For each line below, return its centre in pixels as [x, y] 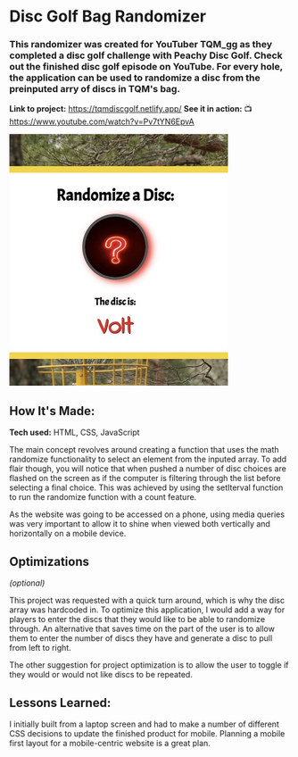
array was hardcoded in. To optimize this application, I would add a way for [147, 610]
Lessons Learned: [60, 703]
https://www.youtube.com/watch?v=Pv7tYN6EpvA [102, 121]
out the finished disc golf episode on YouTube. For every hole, [146, 67]
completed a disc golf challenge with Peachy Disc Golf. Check [146, 55]
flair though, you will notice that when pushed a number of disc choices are [148, 469]
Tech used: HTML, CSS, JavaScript [74, 433]
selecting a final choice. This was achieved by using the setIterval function [146, 487]
